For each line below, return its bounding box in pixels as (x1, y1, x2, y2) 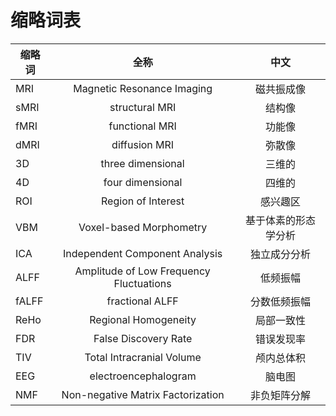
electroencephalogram (89, 369, 197, 383)
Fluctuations (113, 276, 172, 290)
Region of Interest (101, 194, 185, 208)
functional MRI (108, 119, 177, 133)
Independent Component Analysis (63, 246, 223, 260)
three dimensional (100, 156, 185, 170)
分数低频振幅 (250, 294, 312, 308)
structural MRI (109, 100, 177, 114)
